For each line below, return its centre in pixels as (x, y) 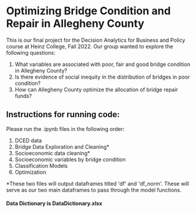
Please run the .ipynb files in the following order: (65, 129)
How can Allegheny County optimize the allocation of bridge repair (96, 89)
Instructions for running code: (63, 115)
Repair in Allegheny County (75, 24)
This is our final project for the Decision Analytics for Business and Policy (96, 40)
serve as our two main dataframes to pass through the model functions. (94, 190)
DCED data (28, 140)
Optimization (30, 172)
